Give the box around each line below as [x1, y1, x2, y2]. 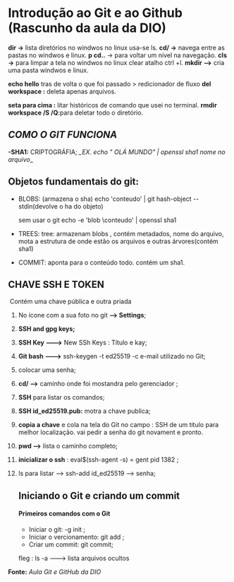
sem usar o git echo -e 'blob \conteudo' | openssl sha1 [18, 216, 177, 224]
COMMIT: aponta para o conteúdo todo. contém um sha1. [18, 258, 185, 267]
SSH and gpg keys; [18, 325, 75, 333]
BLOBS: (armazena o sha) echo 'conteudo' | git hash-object [18, 194, 192, 203]
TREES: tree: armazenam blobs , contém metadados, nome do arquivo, [18, 229, 224, 238]
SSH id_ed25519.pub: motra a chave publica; [18, 407, 151, 415]
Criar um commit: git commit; [28, 540, 113, 549]
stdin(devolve [18, 202, 58, 210]
